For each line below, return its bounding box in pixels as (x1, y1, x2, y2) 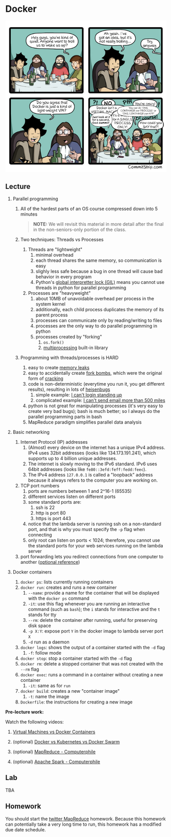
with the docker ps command (28, 595, 90, 601)
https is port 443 (35, 515, 71, 521)
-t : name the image (28, 693, 70, 699)
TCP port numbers (20, 482, 60, 488)
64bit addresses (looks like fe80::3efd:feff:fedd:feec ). (28, 466, 147, 472)
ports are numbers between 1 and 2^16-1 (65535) (28, 488, 132, 494)
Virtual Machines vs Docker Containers (12, 729, 96, 735)
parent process (35, 312, 68, 318)
